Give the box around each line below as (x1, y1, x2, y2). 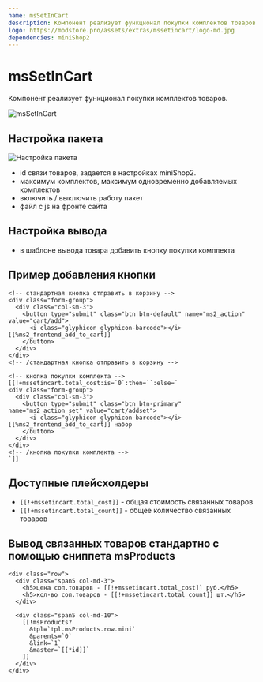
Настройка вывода (8, 224, 107, 238)
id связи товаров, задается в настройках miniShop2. (19, 168, 197, 178)
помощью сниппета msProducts (8, 549, 175, 563)
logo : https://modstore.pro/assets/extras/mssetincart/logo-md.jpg (8, 26, 235, 34)
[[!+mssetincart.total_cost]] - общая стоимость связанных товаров (19, 497, 254, 507)
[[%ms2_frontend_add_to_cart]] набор (8, 420, 133, 429)
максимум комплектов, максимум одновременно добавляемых (19, 177, 238, 185)
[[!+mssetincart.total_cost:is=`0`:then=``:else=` (8, 379, 178, 387)
